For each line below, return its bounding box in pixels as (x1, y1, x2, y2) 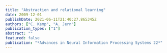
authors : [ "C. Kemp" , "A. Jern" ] (5, 21, 76, 27)
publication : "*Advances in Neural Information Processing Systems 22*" (5, 40, 163, 45)
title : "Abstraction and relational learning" (5, 7, 106, 13)
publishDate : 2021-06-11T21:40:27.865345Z (5, 17, 97, 22)
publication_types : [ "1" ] (5, 26, 60, 31)
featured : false (5, 36, 40, 41)
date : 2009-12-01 (5, 12, 42, 17)
